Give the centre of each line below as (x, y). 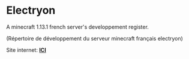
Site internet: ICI (26, 50)
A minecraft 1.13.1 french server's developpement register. (77, 27)
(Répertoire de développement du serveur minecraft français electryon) (94, 38)
